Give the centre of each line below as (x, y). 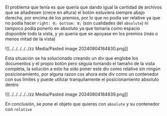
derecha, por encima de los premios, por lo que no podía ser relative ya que (83, 18)
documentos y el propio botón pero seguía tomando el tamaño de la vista (80, 63)
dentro (12, 85)
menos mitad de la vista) (30, 39)
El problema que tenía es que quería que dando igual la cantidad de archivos (83, 7)
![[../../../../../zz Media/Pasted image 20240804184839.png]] (67, 94)
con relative (19, 109)
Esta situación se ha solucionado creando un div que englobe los (72, 58)
